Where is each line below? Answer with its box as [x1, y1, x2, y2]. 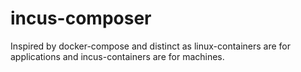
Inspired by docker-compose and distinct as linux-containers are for [10, 40, 292, 52]
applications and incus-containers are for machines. [10, 50, 225, 62]
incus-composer [10, 7, 152, 30]
